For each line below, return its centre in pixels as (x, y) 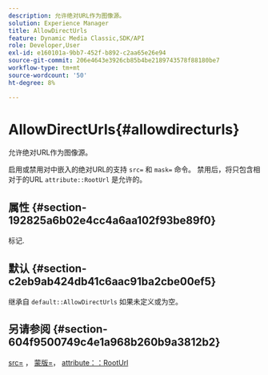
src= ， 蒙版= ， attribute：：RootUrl (68, 362)
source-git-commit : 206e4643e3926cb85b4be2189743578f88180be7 (114, 61)
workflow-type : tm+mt (44, 68)
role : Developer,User (44, 46)
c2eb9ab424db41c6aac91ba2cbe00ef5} (112, 281)
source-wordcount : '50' (48, 75)
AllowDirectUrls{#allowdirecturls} (124, 129)
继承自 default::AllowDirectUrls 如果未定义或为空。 (95, 302)
